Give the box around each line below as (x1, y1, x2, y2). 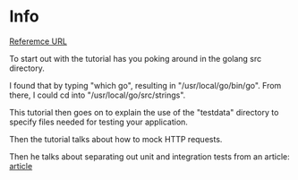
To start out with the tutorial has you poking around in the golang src (9, 53, 262, 64)
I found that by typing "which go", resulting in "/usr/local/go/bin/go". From (9, 80, 282, 90)
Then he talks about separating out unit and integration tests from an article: (9, 150, 291, 162)
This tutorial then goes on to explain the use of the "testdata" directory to (9, 107, 279, 117)
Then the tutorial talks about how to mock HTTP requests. (9, 133, 223, 144)
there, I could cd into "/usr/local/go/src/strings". (9, 90, 186, 100)
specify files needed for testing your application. (9, 116, 188, 127)
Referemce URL (9, 36, 67, 47)
